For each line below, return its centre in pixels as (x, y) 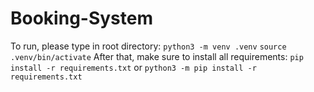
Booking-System (82, 18)
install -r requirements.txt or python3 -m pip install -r (133, 67)
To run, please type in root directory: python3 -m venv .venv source (148, 46)
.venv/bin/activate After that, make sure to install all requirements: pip (157, 56)
